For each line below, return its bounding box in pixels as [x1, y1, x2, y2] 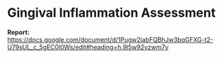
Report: [7, 28, 30, 36]
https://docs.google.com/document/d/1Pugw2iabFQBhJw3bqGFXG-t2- [7, 35, 214, 43]
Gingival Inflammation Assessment [7, 5, 216, 21]
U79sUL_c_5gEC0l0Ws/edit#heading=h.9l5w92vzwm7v [7, 43, 169, 51]
